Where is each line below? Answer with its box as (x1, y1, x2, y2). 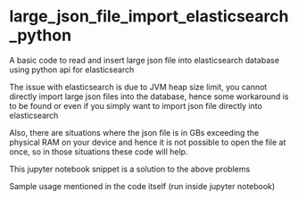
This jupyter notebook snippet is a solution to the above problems (9, 163, 251, 174)
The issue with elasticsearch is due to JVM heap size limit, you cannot (9, 81, 268, 92)
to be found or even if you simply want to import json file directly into (9, 100, 263, 111)
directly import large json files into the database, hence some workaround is (9, 91, 289, 102)
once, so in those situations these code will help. (9, 146, 188, 157)
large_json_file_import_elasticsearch (9, 6, 289, 27)
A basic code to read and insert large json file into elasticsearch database (9, 54, 279, 65)
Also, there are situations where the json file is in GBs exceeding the (9, 127, 260, 137)
